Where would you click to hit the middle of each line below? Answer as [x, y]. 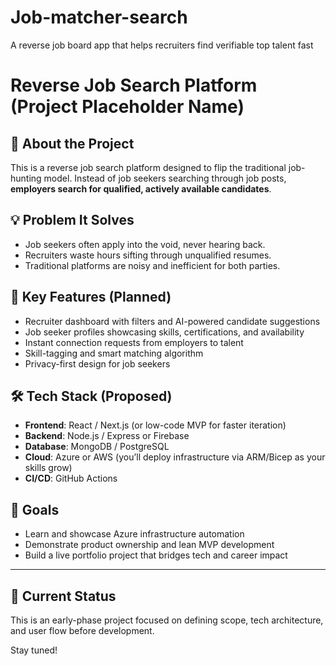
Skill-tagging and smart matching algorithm [114, 353]
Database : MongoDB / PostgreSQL [97, 447]
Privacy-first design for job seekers [97, 363]
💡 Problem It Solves [72, 220]
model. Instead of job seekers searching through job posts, [165, 178]
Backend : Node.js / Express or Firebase [107, 436]
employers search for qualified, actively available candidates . [141, 188]
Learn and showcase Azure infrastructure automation [134, 534]
